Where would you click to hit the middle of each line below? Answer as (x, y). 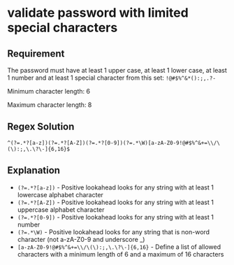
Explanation (34, 170)
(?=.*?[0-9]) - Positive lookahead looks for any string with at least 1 (116, 217)
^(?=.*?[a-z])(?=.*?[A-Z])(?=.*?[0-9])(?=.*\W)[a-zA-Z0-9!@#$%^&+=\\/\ (114, 143)
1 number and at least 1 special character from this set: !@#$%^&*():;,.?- (112, 78)
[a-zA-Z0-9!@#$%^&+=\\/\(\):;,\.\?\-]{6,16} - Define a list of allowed (119, 247)
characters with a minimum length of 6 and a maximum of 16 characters (120, 254)
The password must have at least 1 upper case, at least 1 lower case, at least (117, 70)
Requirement (36, 53)
